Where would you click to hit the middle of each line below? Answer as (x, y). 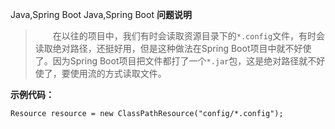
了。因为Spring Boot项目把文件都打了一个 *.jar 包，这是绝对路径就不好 (180, 61)
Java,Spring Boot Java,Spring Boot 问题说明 (101, 14)
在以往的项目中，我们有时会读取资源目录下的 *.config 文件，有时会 (189, 36)
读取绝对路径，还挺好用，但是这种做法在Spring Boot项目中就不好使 (173, 48)
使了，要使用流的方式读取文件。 (100, 73)
